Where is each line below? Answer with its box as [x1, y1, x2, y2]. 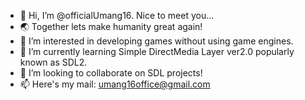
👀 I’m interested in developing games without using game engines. [19, 35, 294, 47]
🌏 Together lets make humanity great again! [19, 21, 203, 32]
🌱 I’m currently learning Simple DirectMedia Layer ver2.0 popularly [19, 46, 295, 57]
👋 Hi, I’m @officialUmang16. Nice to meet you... [19, 10, 215, 21]
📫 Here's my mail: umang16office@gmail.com [19, 78, 211, 90]
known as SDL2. [19, 56, 88, 68]
